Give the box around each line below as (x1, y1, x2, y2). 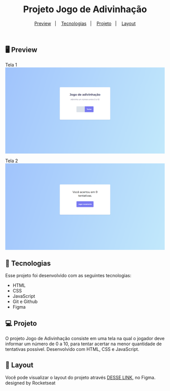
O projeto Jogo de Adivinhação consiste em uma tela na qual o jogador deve (5, 335, 165, 341)
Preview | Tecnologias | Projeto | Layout (34, 20, 136, 26)
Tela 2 (5, 158, 18, 164)
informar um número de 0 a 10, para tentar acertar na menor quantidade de (5, 341, 162, 347)
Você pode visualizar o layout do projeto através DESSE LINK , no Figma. (5, 374, 156, 380)
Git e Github (12, 298, 38, 305)
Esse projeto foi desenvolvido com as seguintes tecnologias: (5, 272, 132, 278)
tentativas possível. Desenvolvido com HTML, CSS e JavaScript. (5, 346, 140, 352)
